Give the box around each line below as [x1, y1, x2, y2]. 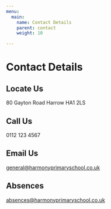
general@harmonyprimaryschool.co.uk [6, 164, 100, 171]
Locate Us [6, 83, 44, 93]
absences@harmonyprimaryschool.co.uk [6, 196, 105, 203]
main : [11, 14, 25, 20]
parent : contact [16, 25, 57, 31]
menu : [6, 8, 19, 15]
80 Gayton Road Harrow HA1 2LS [6, 99, 86, 106]
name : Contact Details [16, 19, 72, 25]
